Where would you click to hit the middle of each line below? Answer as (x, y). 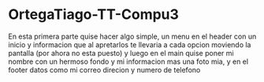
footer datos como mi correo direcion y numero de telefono (104, 69)
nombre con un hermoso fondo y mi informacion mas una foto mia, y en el (128, 61)
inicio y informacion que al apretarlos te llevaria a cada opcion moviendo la (130, 44)
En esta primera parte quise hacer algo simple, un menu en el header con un (132, 36)
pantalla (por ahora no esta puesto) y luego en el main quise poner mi (121, 53)
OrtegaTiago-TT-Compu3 (94, 15)
